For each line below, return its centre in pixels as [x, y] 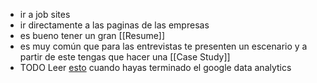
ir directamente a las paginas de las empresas [114, 25]
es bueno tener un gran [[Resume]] [92, 35]
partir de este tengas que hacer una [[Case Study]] [125, 57]
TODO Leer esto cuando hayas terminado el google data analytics [155, 67]
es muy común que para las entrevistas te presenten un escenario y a [163, 46]
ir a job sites [45, 14]
